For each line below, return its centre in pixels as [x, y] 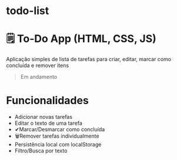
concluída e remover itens [38, 65]
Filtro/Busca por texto [41, 151]
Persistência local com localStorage [58, 145]
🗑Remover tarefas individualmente [57, 136]
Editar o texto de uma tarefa [48, 123]
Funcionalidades [48, 101]
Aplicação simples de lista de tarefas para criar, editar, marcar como [89, 59]
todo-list [28, 11]
